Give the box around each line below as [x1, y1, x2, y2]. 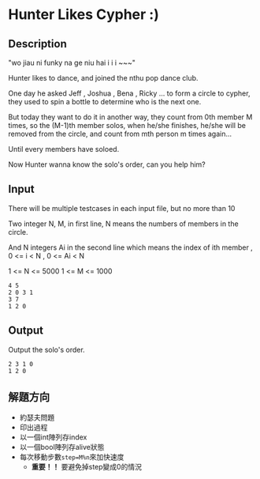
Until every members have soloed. [8, 145, 120, 153]
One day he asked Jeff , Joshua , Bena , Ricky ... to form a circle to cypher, [8, 89, 251, 98]
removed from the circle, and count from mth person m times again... [8, 129, 232, 138]
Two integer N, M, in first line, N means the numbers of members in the [8, 219, 239, 228]
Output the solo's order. [8, 345, 85, 354]
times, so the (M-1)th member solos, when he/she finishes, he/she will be [8, 121, 247, 130]
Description [8, 37, 67, 51]
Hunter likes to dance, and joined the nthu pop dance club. [8, 74, 199, 82]
